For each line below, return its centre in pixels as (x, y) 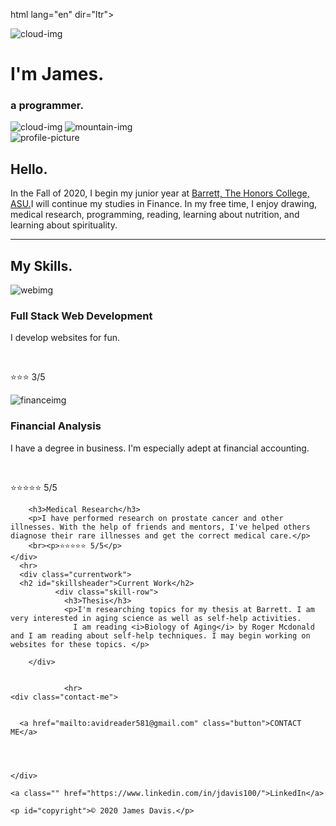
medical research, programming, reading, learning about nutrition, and (155, 215)
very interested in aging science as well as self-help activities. (156, 618)
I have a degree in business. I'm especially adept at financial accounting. (160, 448)
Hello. (29, 169)
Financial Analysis (56, 426)
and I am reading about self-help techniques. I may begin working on (160, 635)
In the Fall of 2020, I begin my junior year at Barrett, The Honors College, (160, 193)
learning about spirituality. (64, 225)
